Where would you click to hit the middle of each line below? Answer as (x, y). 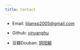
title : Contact (20, 9)
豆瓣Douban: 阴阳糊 (32, 43)
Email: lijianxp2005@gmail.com (43, 23)
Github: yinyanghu (30, 33)
